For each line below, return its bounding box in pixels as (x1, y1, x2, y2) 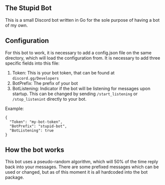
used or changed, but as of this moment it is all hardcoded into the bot (5, 169, 148, 175)
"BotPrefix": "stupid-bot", (9, 123, 67, 129)
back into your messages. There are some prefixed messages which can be (5, 164, 159, 170)
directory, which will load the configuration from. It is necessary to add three (5, 55, 161, 61)
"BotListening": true (9, 128, 54, 133)
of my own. (5, 22, 28, 28)
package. (5, 175, 24, 181)
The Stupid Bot (5, 4, 52, 12)
